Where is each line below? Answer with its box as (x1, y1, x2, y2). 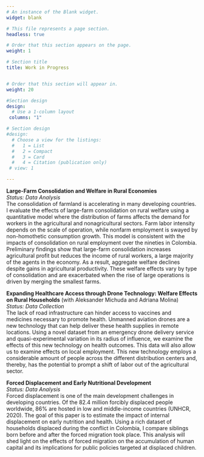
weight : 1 (6, 48, 32, 54)
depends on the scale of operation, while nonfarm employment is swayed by (6, 226, 198, 233)
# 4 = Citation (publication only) (12, 160, 107, 166)
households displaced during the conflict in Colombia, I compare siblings (6, 425, 189, 431)
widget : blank (6, 15, 42, 21)
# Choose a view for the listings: (12, 136, 102, 143)
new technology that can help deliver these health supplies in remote (6, 322, 179, 329)
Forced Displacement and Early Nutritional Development (6, 379, 152, 386)
